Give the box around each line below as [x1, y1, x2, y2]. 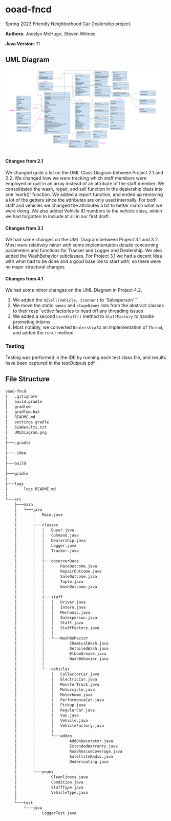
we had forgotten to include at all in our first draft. [5, 213, 110, 219]
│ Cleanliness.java [14, 775, 88, 780]
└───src [5, 497, 22, 502]
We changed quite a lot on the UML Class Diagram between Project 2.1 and [5, 169, 164, 175]
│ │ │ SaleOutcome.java [14, 574, 97, 579]
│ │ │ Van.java [14, 713, 79, 718]
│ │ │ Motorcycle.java [14, 687, 95, 692]
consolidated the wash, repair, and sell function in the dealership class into [5, 186, 163, 192]
